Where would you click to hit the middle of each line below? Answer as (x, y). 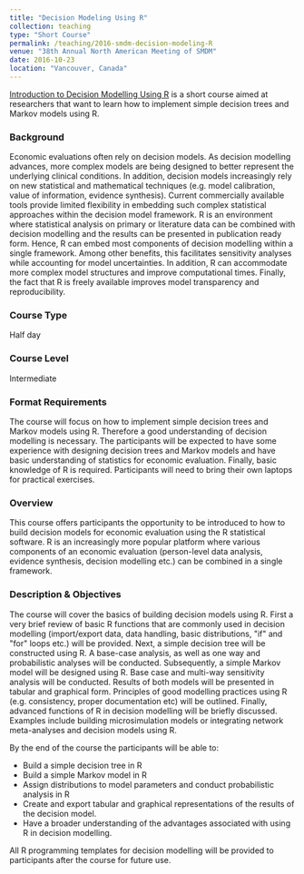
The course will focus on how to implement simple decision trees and (139, 422)
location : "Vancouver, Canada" (69, 69)
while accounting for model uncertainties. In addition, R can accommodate (148, 263)
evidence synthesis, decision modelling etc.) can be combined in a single (146, 561)
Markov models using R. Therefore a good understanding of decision (138, 431)
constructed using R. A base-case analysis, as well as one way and (135, 653)
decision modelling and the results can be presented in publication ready (146, 234)
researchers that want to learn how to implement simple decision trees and (149, 103)
